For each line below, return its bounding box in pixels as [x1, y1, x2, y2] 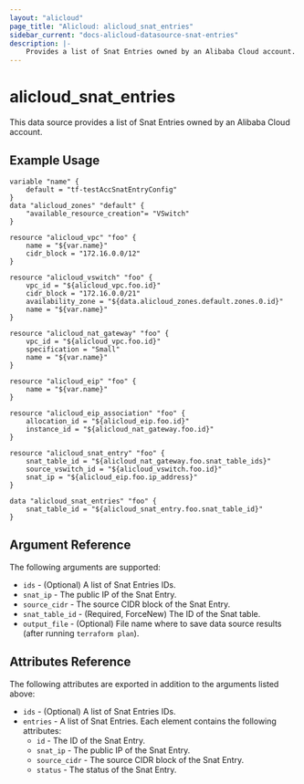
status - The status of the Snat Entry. [36, 764, 177, 775]
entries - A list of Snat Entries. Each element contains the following [22, 716, 277, 727]
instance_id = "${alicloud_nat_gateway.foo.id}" [26, 424, 215, 434]
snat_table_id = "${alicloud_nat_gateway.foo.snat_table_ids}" [26, 456, 272, 465]
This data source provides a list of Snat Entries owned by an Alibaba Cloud [9, 117, 290, 128]
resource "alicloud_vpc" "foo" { [9, 233, 137, 242]
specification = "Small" [26, 344, 121, 354]
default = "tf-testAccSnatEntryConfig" [26, 184, 178, 194]
